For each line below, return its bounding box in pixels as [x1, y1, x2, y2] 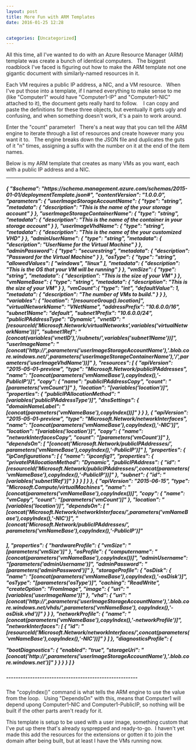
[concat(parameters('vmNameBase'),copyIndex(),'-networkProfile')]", [6, 617, 183, 624]
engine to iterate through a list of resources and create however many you [6, 130, 184, 137]
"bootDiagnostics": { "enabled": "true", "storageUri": [6, 646, 140, 653]
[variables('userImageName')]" [6, 592, 85, 599]
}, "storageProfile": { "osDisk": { [90, 567, 171, 574]
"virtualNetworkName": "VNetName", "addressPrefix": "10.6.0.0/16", [6, 303, 181, 310]
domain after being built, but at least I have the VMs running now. [6, 737, 163, 744]
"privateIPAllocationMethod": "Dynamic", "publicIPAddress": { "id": [6, 458, 176, 465]
